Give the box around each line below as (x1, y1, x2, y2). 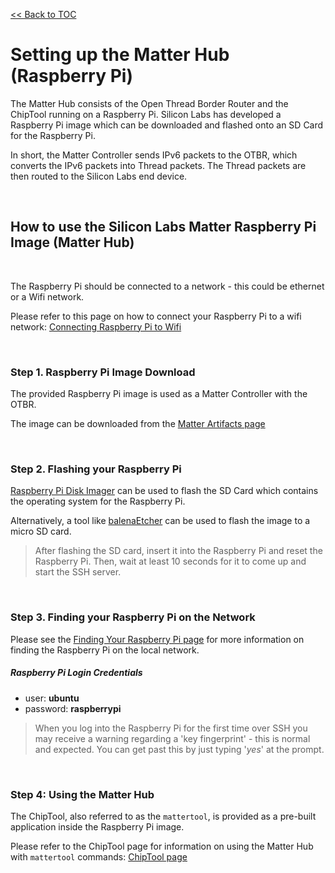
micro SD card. (10, 525, 72, 538)
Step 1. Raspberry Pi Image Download (10, 365, 196, 379)
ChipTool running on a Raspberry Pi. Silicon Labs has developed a (10, 108, 282, 120)
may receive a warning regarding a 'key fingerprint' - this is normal (34, 732, 311, 744)
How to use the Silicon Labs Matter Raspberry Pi (10, 219, 317, 236)
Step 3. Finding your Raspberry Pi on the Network (10, 610, 256, 624)
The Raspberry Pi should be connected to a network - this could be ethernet (10, 280, 325, 292)
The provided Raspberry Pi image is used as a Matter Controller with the (10, 388, 308, 400)
